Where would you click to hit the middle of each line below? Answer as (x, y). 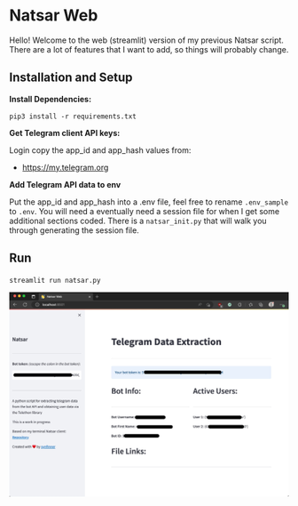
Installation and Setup (71, 78)
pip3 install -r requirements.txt (73, 116)
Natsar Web (54, 16)
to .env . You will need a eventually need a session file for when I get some (145, 211)
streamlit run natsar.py (55, 280)
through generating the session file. (74, 230)
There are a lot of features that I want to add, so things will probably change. (149, 49)
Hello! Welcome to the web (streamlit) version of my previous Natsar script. (146, 40)
